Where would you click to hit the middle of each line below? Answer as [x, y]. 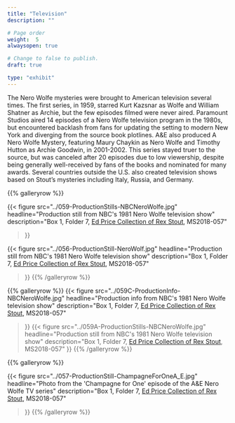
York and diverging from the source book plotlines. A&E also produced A [112, 134]
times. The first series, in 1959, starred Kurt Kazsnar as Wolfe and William [113, 105]
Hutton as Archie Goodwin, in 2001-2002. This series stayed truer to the [112, 150]
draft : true [25, 65]
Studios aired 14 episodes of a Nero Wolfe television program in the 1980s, [115, 120]
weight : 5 [23, 39]
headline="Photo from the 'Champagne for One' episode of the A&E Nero [113, 383]
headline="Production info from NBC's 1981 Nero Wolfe [146, 298]
